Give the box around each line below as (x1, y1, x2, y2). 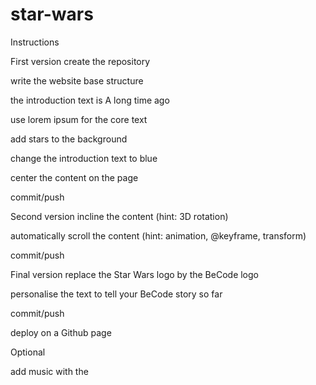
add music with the (10, 365, 89, 377)
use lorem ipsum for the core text (10, 113, 148, 125)
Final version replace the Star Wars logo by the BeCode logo (10, 268, 259, 280)
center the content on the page (10, 171, 139, 183)
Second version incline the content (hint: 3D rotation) (10, 210, 229, 222)
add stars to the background (10, 133, 128, 145)
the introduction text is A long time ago (10, 94, 170, 106)
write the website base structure (10, 74, 144, 87)
